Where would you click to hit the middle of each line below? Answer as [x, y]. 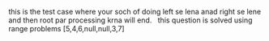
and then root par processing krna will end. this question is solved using [130, 20]
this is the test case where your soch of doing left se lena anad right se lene [135, 12]
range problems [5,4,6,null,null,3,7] [66, 29]
